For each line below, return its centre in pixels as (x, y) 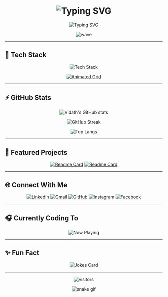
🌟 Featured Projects (36, 152)
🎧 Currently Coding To (42, 218)
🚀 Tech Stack (26, 55)
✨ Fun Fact (22, 253)
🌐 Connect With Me (36, 185)
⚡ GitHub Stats (28, 98)
